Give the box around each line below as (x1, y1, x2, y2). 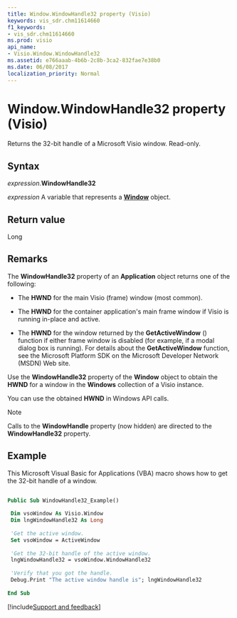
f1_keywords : (7, 24, 46, 31)
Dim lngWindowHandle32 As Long (10, 517, 103, 524)
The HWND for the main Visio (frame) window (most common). (17, 293, 203, 302)
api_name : (7, 43, 37, 51)
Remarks (7, 253, 48, 265)
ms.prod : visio (7, 37, 53, 44)
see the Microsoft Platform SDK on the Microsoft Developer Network (17, 351, 219, 360)
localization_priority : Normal (7, 70, 100, 77)
